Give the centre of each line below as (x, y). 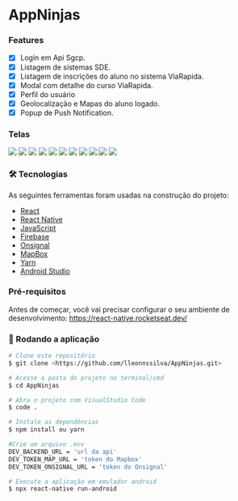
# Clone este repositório (52, 356)
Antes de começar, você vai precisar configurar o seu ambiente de (119, 309)
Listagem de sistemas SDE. (65, 67)
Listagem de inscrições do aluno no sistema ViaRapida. (112, 76)
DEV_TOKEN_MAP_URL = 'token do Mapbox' (75, 459)
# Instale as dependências (54, 422)
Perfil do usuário (48, 94)
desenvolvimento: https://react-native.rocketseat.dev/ (98, 318)
